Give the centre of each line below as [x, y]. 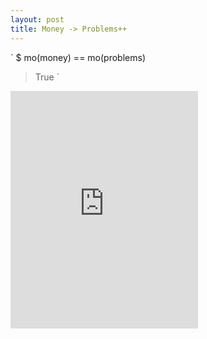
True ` [47, 77]
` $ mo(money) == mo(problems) [78, 57]
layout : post [37, 19]
